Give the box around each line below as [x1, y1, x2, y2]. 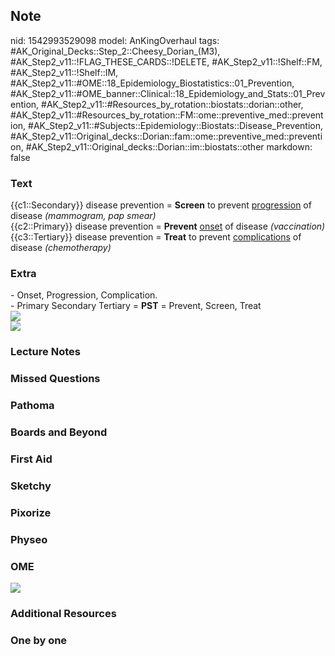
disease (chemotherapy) [10, 242, 112, 254]
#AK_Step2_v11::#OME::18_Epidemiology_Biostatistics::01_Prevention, [10, 77, 295, 89]
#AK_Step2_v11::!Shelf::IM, [10, 66, 119, 78]
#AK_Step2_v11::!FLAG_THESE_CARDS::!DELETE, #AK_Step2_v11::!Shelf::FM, [10, 55, 323, 68]
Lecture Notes [10, 345, 81, 359]
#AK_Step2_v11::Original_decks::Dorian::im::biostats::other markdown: [25, 140, 313, 153]
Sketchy [10, 479, 52, 493]
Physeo [10, 532, 48, 546]
